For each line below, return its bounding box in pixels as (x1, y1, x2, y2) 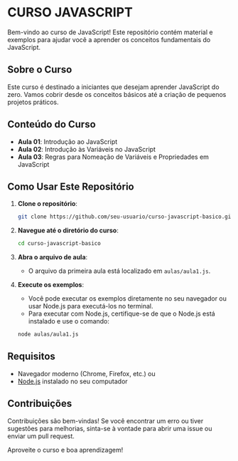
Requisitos (7, 351, 55, 363)
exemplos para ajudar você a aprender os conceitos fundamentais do (7, 35, 211, 43)
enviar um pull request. (7, 432, 75, 440)
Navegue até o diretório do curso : (17, 226, 119, 235)
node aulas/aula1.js (17, 331, 79, 338)
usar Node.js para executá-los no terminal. (28, 302, 153, 311)
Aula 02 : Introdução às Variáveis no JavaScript (17, 145, 156, 153)
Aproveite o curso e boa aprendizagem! (7, 445, 124, 454)
